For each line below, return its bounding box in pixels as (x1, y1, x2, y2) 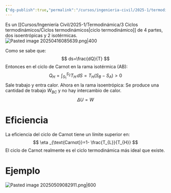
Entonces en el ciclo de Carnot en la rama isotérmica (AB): (5, 63, 128, 69)
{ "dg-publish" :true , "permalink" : (5, 7, 76, 13)
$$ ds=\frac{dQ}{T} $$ (61, 56, 110, 62)
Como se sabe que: (5, 47, 46, 53)
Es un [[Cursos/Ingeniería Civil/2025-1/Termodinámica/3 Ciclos (5, 21, 138, 27)
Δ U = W (77, 97, 94, 103)
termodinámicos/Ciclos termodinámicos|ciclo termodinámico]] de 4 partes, (5, 26, 163, 33)
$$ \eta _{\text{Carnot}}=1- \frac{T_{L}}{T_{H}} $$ (33, 140, 138, 146)
